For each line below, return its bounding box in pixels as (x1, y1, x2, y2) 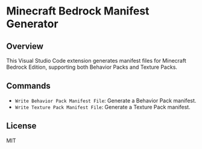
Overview (6, 41, 44, 51)
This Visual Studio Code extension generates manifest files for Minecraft (6, 57, 186, 64)
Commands (6, 81, 51, 91)
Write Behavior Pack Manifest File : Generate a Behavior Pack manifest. (14, 97, 197, 104)
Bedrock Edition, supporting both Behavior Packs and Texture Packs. (6, 63, 178, 71)
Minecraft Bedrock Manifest (6, 4, 150, 18)
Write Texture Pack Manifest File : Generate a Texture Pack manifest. (14, 103, 191, 110)
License (6, 121, 37, 131)
